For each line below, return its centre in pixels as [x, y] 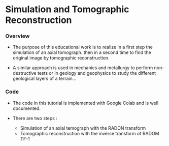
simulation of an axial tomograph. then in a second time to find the [82, 52]
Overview [18, 36]
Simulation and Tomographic [67, 9]
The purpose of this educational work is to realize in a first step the [83, 47]
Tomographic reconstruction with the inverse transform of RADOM [90, 133]
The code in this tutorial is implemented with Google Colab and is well [86, 103]
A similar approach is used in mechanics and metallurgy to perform [83, 68]
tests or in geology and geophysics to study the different [97, 73]
